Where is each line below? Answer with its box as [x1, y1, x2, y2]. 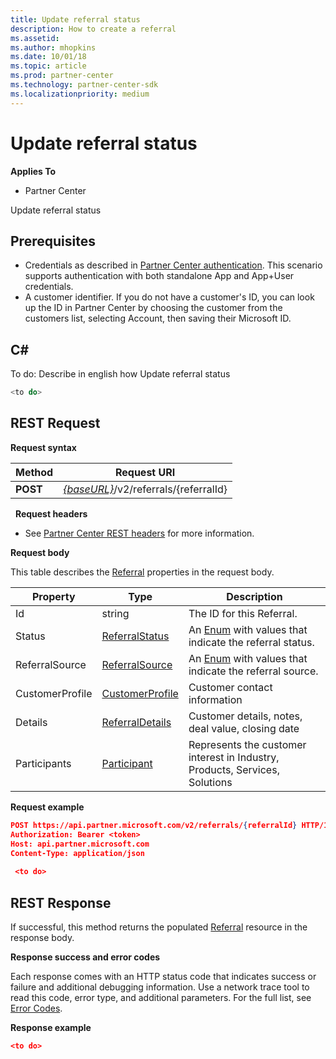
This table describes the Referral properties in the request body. [10, 566, 275, 578]
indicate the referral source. [188, 664, 319, 678]
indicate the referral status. [188, 635, 315, 649]
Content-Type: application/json [10, 848, 145, 858]
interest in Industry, [188, 750, 280, 764]
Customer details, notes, [188, 709, 303, 723]
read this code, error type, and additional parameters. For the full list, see [10, 991, 312, 1003]
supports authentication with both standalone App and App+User [24, 270, 295, 282]
